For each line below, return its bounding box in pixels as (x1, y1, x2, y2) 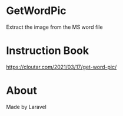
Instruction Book (6, 44, 89, 57)
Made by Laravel (6, 103, 47, 110)
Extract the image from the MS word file (6, 23, 103, 30)
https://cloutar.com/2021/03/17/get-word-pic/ (6, 63, 117, 70)
